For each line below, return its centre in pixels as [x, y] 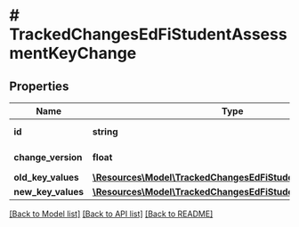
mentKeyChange [73, 53]
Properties [39, 86]
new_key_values [49, 192]
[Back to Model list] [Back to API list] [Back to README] [111, 214]
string [105, 132]
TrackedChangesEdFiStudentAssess [148, 34]
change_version [48, 157]
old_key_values [47, 177]
